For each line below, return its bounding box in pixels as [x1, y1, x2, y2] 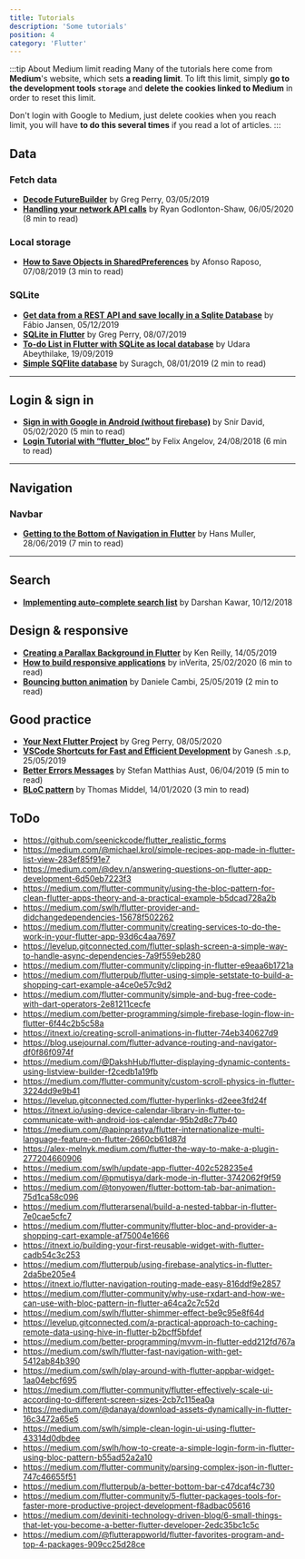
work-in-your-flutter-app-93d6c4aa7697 [22, 932, 176, 942]
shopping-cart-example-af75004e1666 [22, 1230, 170, 1241]
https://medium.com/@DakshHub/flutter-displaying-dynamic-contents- [22, 1057, 290, 1068]
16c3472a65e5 [22, 1414, 79, 1425]
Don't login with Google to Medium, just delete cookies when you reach [9, 110, 277, 121]
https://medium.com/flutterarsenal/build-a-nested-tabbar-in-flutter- [22, 1201, 278, 1212]
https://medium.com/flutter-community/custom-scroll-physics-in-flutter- [22, 1076, 295, 1087]
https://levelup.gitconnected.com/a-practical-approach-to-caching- [22, 1317, 279, 1328]
